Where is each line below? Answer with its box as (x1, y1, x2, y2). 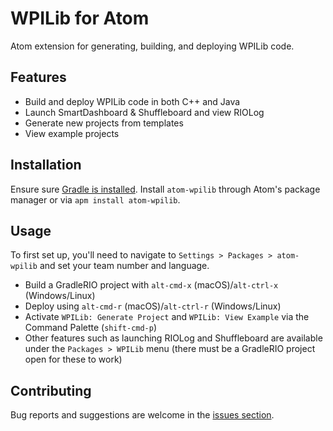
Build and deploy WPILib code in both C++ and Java (24, 95, 241, 107)
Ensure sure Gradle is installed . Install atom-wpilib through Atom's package (10, 183, 321, 195)
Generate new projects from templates (24, 117, 184, 129)
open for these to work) (24, 353, 123, 366)
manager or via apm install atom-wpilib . (10, 193, 181, 206)
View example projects (24, 127, 120, 139)
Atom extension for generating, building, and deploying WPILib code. (10, 40, 295, 52)
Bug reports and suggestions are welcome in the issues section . (10, 409, 275, 421)
